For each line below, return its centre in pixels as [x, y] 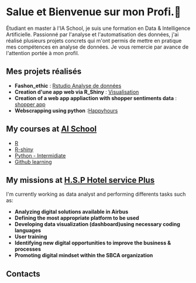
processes [28, 249]
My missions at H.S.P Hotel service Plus [80, 180]
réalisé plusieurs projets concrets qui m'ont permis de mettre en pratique [94, 40]
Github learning [33, 162]
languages [28, 230]
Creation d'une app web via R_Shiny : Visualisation [77, 92]
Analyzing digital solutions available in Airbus [71, 212]
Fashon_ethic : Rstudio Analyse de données [68, 86]
